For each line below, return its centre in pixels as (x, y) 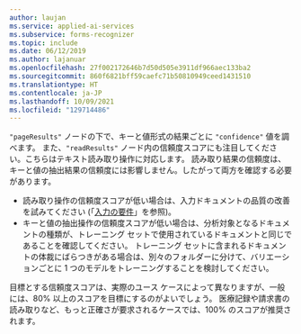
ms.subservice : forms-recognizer (72, 34)
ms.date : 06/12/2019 (48, 51)
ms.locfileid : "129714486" (60, 110)
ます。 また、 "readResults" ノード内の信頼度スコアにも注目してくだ (143, 148)
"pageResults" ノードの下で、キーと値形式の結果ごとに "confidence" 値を (146, 137)
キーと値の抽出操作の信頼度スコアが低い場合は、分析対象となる (140, 223)
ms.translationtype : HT (54, 85)
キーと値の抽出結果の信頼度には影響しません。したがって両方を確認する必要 (150, 170)
